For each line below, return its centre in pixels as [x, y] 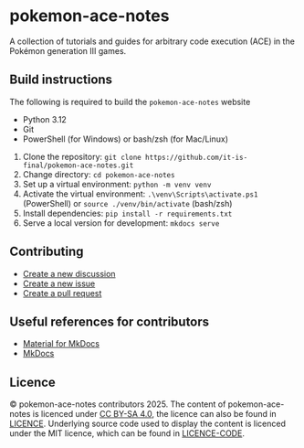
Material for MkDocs [61, 344]
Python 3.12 [44, 119]
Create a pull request [62, 293]
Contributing [47, 252]
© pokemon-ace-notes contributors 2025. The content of [118, 404]
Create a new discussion [69, 273]
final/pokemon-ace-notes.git [78, 165]
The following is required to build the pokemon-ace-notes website [130, 101]
